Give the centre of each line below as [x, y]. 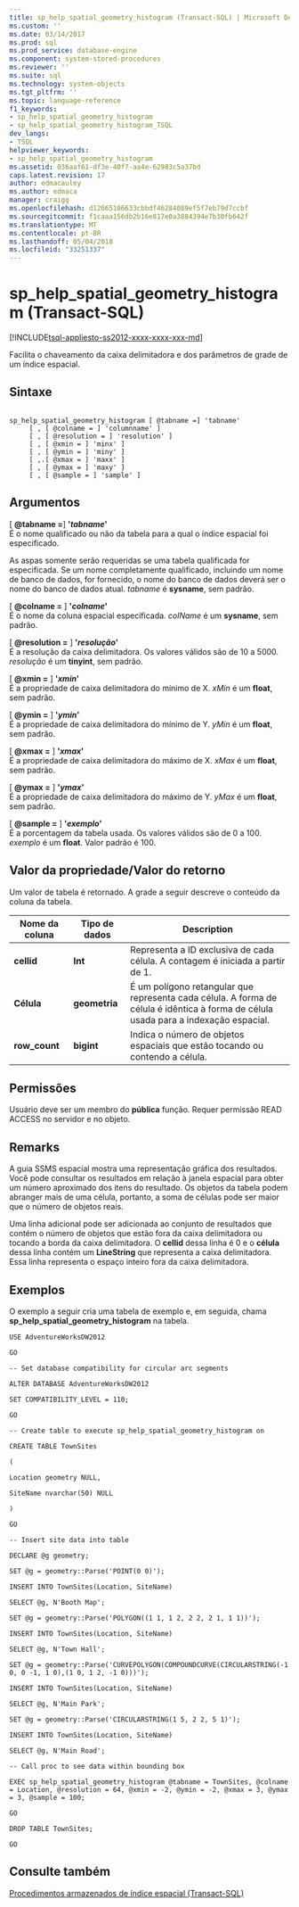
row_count [36, 1045]
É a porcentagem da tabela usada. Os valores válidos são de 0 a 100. [136, 833]
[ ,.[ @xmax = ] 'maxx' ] [77, 459]
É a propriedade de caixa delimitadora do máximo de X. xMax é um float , [143, 760]
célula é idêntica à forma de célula [202, 1009]
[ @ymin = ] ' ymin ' [44, 714]
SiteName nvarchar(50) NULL [61, 1493]
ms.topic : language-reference [65, 100]
